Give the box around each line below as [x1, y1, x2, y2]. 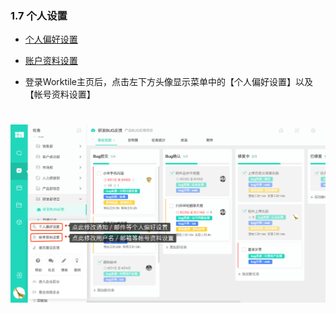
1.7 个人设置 [10, 8, 68, 22]
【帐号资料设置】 [24, 88, 96, 101]
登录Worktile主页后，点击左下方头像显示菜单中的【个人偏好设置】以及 [24, 76, 313, 88]
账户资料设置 [24, 55, 78, 67]
